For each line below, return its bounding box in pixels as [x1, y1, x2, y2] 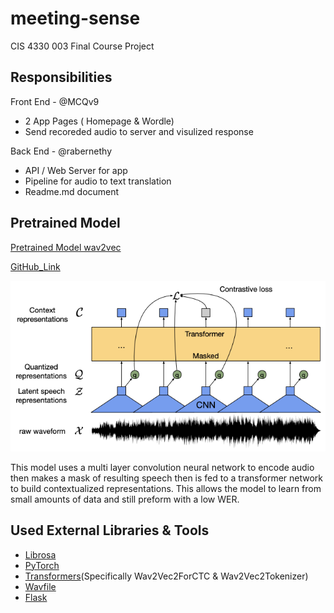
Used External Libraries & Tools [10, 522, 210, 539]
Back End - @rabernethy [10, 145, 113, 157]
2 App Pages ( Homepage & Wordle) [24, 115, 175, 127]
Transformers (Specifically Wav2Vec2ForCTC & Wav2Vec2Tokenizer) [24, 570, 309, 582]
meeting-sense [10, 7, 141, 30]
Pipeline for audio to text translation [24, 175, 172, 187]
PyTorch [24, 559, 60, 571]
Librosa [24, 548, 57, 561]
